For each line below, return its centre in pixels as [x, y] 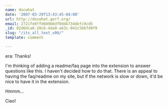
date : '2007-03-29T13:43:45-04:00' [42, 14]
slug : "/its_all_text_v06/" [35, 33]
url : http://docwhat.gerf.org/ [38, 19]
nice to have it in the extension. [37, 81]
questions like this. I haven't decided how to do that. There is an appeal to [81, 71]
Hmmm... [15, 91]
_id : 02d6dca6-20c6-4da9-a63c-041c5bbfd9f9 [51, 28]
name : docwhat [20, 10]
